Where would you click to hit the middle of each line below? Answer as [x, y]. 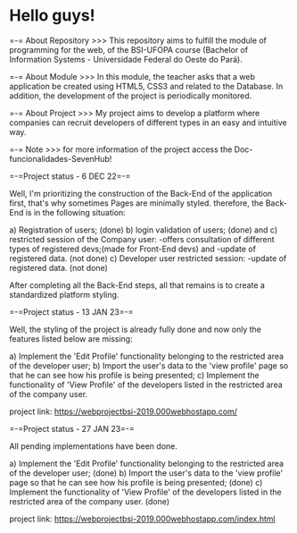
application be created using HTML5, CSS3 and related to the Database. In [146, 86]
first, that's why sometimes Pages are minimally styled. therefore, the [136, 203]
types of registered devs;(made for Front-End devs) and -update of [133, 249]
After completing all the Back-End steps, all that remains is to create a [137, 285]
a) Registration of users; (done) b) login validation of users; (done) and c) [144, 230]
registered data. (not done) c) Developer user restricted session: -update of [148, 258]
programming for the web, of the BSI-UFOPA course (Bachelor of [128, 49]
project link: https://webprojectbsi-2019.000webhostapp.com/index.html [142, 519]
